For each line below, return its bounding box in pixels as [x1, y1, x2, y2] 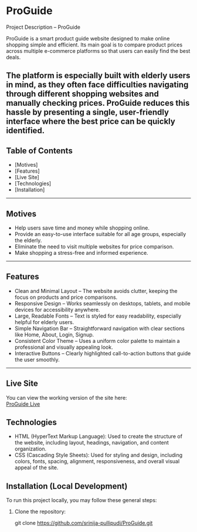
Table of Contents [6, 146, 73, 156]
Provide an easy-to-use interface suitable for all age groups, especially [14, 230, 186, 237]
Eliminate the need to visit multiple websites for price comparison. [14, 243, 174, 250]
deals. [6, 53, 21, 60]
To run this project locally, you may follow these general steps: [6, 497, 157, 504]
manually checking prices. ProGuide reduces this [6, 98, 190, 108]
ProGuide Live [6, 400, 40, 408]
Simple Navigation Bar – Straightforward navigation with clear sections [14, 325, 185, 332]
